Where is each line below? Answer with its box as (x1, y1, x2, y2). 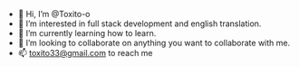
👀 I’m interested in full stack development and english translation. (17, 18, 262, 29)
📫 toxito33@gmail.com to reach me (17, 48, 153, 58)
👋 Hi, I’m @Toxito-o (17, 9, 91, 19)
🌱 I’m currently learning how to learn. (17, 28, 157, 38)
